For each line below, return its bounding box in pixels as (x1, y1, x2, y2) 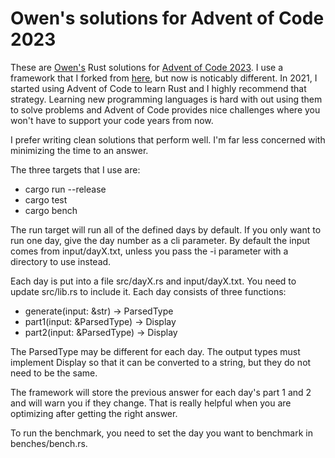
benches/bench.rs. (10, 437, 88, 449)
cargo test (24, 193, 68, 206)
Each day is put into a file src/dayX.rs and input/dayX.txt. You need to (10, 275, 297, 287)
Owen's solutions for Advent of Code (10, 7, 325, 30)
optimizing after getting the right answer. (10, 407, 178, 419)
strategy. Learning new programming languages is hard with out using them (10, 93, 323, 105)
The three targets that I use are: (10, 163, 141, 176)
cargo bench (24, 204, 78, 216)
